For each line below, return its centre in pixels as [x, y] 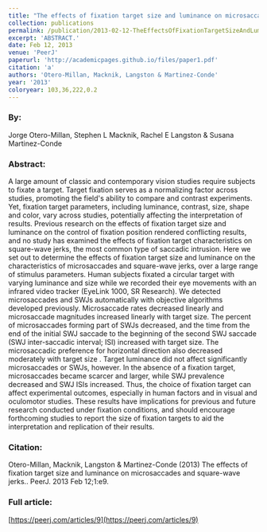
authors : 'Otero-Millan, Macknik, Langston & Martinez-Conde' [113, 75]
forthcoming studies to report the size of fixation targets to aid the [116, 418]
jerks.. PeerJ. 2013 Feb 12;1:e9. [59, 482]
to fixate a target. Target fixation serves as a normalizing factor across [123, 190]
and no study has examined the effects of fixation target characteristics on [130, 241]
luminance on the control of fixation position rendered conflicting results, [128, 232]
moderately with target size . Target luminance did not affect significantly [128, 358]
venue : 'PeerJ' [33, 53]
